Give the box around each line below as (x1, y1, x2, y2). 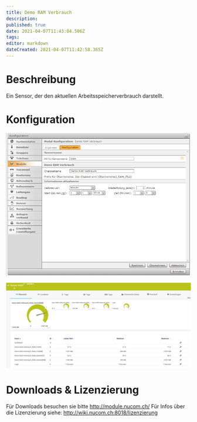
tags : (6, 34, 19, 41)
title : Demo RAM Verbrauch (6, 9, 72, 15)
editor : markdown (6, 41, 49, 46)
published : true (6, 22, 46, 28)
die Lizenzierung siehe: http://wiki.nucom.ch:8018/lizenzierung (6, 409, 158, 416)
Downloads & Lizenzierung (6, 383, 140, 397)
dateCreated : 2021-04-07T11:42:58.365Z (6, 47, 104, 53)
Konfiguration (6, 113, 75, 126)
